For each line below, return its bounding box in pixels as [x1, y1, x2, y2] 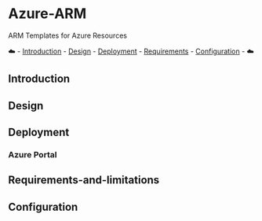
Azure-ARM [8, 5, 87, 23]
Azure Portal [8, 149, 57, 160]
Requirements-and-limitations [8, 174, 160, 187]
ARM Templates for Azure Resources [8, 31, 128, 40]
